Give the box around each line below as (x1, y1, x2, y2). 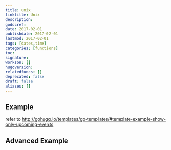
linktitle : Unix (5, 12, 40, 17)
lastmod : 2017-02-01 (5, 36, 50, 41)
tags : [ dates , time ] (5, 41, 47, 46)
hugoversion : (5, 65, 33, 70)
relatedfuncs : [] (5, 70, 42, 75)
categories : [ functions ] (5, 46, 58, 51)
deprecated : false (5, 74, 44, 79)
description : (5, 17, 33, 22)
